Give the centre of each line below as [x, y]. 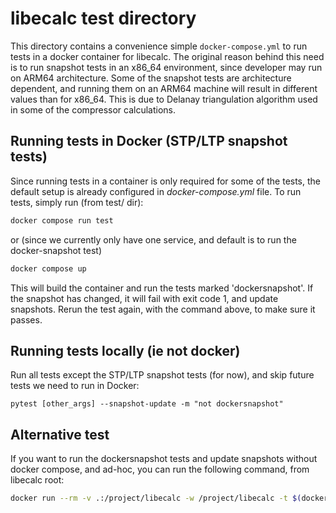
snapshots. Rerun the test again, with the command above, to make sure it [163, 309]
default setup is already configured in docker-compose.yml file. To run [156, 191]
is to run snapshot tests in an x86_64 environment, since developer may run [166, 67]
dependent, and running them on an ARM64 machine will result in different [164, 88]
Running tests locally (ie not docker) [125, 350]
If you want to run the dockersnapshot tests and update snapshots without [164, 459]
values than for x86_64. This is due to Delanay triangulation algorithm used [164, 99]
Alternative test [60, 434]
